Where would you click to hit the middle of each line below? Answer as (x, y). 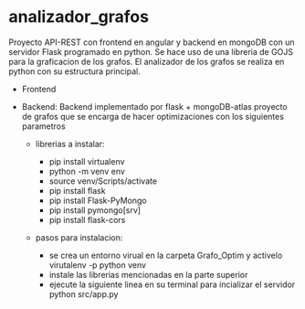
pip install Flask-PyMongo (98, 200)
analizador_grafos (79, 17)
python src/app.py (84, 293)
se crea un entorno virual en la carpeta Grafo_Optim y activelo (166, 255)
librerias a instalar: (70, 144)
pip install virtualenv (87, 161)
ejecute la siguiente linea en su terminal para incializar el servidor (172, 284)
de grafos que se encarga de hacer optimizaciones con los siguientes (153, 116)
